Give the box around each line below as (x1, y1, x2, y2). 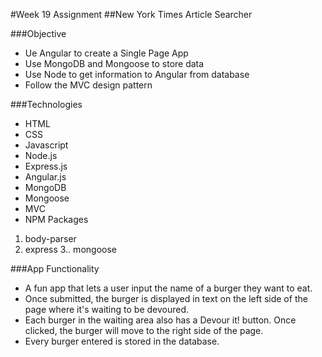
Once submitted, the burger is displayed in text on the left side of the (24, 293, 308, 304)
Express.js (24, 160, 68, 172)
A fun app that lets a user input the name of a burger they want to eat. (24, 282, 313, 294)
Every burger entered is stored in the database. (24, 335, 220, 347)
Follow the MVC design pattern (24, 79, 153, 91)
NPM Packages (24, 214, 89, 225)
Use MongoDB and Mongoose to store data (24, 58, 205, 69)
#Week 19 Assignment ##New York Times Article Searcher (10, 9, 253, 20)
